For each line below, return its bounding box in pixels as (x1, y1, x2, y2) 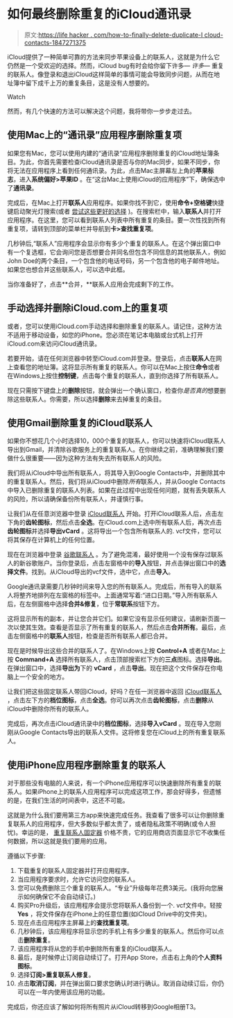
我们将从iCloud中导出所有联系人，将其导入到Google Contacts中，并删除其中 (7, 469, 225, 477)
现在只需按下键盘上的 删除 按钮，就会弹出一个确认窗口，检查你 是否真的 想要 (7, 386, 220, 394)
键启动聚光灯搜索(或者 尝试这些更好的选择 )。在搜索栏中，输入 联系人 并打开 (7, 207, 222, 215)
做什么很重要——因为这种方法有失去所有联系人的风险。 (7, 454, 165, 462)
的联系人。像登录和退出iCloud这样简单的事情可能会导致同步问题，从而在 (7, 70, 214, 78)
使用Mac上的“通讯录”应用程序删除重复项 (7, 129, 182, 141)
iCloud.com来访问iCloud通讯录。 (7, 339, 101, 348)
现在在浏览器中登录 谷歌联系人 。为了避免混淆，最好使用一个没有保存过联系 (7, 550, 223, 559)
